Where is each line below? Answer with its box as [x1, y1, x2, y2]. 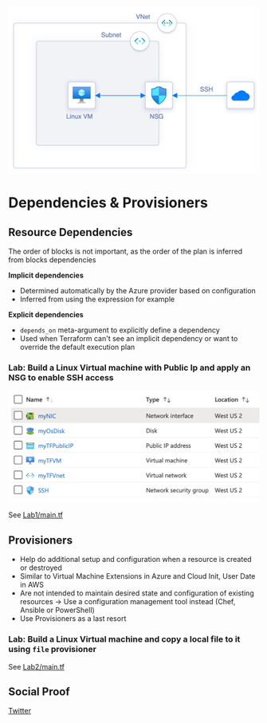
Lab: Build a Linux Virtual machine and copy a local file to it [8, 634, 241, 645]
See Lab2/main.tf [8, 662, 65, 671]
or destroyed [19, 563, 62, 572]
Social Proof [8, 685, 70, 698]
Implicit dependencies [8, 270, 84, 281]
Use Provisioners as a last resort [19, 614, 127, 623]
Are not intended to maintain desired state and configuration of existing [19, 588, 254, 598]
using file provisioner [8, 644, 97, 655]
